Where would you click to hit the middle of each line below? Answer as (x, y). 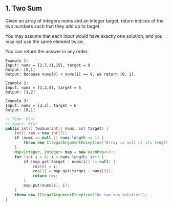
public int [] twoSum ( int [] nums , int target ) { (57, 128)
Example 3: (17, 101)
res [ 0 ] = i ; (45, 166)
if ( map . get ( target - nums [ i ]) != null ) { (70, 162)
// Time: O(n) (20, 119)
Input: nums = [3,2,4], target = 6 (43, 87)
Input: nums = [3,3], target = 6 (41, 105)
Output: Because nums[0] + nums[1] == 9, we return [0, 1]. (71, 74)
